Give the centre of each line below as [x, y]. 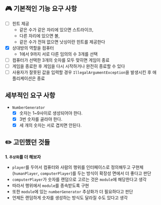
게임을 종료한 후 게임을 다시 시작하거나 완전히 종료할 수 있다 [69, 66]
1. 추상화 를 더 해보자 [23, 157]
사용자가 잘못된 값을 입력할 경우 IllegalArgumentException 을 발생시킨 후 [82, 73]
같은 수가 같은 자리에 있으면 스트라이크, [56, 29]
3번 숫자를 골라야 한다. [41, 119]
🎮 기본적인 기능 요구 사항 [41, 9]
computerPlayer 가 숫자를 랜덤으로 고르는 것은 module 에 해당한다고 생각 [79, 179]
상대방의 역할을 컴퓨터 [33, 48]
